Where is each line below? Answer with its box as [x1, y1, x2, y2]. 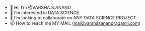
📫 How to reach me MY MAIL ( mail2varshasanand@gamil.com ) [9, 20, 141, 26]
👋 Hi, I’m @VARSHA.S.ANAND [9, 5, 71, 10]
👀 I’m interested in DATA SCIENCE [9, 10, 79, 15]
